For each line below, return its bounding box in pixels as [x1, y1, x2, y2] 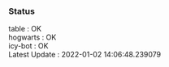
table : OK [8, 24, 42, 34]
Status [8, 6, 35, 17]
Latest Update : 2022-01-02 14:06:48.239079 [8, 50, 162, 60]
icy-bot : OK [8, 41, 49, 51]
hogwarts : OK [8, 32, 57, 42]
